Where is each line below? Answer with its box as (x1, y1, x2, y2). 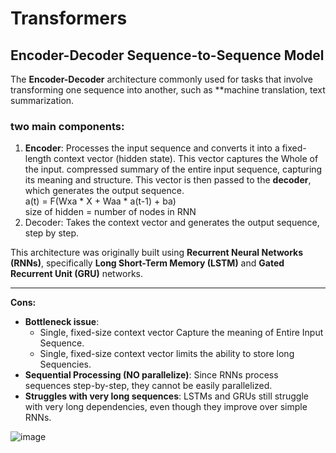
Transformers (10, 7, 128, 30)
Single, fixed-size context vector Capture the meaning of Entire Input (39, 327, 324, 339)
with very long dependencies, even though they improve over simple (24, 401, 308, 413)
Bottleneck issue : (24, 316, 100, 328)
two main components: (10, 119, 125, 133)
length (24, 153, 52, 165)
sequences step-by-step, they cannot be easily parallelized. (24, 380, 273, 392)
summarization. (10, 95, 75, 106)
